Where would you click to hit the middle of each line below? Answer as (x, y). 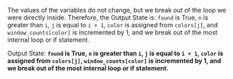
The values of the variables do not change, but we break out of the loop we (117, 10)
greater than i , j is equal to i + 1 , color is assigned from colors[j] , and (113, 25)
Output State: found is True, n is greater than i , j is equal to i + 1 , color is (115, 53)
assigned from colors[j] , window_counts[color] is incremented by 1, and (114, 61)
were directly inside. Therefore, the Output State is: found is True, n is (108, 17)
